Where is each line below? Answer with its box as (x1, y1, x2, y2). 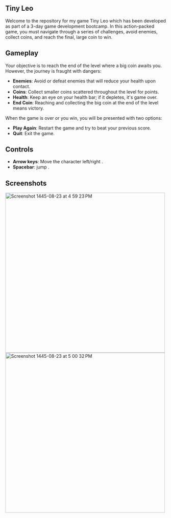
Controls (5, 145, 34, 154)
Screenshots (5, 179, 47, 187)
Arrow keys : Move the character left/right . (12, 159, 103, 165)
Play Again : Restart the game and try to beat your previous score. (12, 125, 152, 131)
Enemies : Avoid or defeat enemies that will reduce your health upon (12, 78, 156, 84)
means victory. (12, 105, 44, 111)
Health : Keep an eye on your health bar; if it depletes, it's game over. (12, 94, 158, 100)
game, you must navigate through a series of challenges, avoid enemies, (5, 28, 158, 35)
